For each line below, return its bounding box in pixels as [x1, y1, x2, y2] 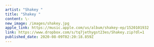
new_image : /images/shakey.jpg [5, 21, 70, 26]
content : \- [5, 16, 30, 21]
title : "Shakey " [5, 12, 41, 17]
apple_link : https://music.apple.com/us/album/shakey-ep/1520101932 [5, 25, 149, 30]
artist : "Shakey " [5, 7, 43, 12]
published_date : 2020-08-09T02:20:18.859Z [5, 35, 94, 40]
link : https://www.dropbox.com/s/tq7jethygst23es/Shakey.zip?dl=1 [5, 30, 145, 35]
